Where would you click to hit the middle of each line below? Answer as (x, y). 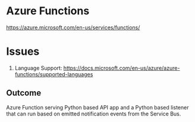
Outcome (24, 93)
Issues (23, 51)
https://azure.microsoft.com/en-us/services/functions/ (73, 27)
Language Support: (38, 68)
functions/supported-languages (54, 74)
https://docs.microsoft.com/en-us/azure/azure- (122, 68)
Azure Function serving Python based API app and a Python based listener (97, 107)
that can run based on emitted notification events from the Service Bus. (94, 114)
